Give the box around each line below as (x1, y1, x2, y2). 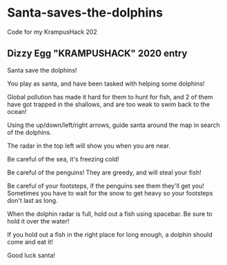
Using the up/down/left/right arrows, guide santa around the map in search (7, 121, 221, 129)
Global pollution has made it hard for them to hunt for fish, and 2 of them (7, 92, 213, 101)
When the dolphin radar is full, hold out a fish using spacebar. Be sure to (7, 209, 213, 218)
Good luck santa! (7, 251, 56, 259)
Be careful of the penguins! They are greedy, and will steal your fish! (7, 168, 201, 177)
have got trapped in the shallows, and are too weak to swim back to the (7, 100, 210, 108)
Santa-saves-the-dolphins (7, 5, 164, 21)
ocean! (7, 107, 27, 115)
